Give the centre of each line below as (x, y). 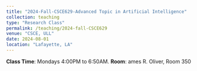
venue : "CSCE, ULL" (30, 34)
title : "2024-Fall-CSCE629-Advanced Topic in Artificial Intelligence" (96, 12)
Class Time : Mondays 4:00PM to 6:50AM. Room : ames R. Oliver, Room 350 (99, 61)
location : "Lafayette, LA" (39, 45)
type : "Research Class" (36, 22)
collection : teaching (33, 17)
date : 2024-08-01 (28, 39)
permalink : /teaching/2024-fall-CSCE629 (57, 28)
